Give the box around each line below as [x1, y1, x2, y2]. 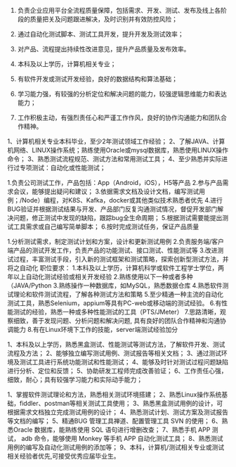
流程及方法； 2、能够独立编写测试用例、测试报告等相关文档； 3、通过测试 [7, 349, 222, 357]
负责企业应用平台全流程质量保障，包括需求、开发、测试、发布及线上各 [17, 6, 221, 14]
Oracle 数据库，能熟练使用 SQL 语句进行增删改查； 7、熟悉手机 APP [13, 426, 211, 434]
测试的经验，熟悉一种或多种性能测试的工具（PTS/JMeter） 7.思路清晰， [13, 308, 220, 316]
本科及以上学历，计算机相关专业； [17, 60, 117, 68]
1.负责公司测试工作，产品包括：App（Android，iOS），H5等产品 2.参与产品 [7, 179, 223, 186]
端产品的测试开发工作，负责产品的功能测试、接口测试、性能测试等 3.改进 [7, 246, 218, 255]
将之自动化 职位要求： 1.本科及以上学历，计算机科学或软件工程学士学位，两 [7, 264, 225, 272]
